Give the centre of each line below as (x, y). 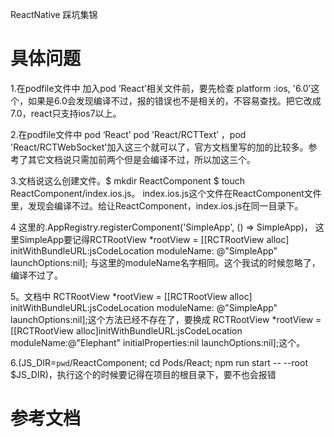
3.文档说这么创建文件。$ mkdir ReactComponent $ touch (128, 180)
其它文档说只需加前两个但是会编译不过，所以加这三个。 (141, 159)
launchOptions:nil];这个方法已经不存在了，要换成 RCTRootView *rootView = (166, 319)
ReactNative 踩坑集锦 (54, 14)
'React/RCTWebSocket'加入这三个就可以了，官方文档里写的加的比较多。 (159, 147)
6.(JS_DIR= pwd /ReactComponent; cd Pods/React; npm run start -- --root (159, 362)
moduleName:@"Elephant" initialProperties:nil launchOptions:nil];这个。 (158, 342)
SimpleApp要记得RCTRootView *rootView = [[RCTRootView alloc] (154, 239)
